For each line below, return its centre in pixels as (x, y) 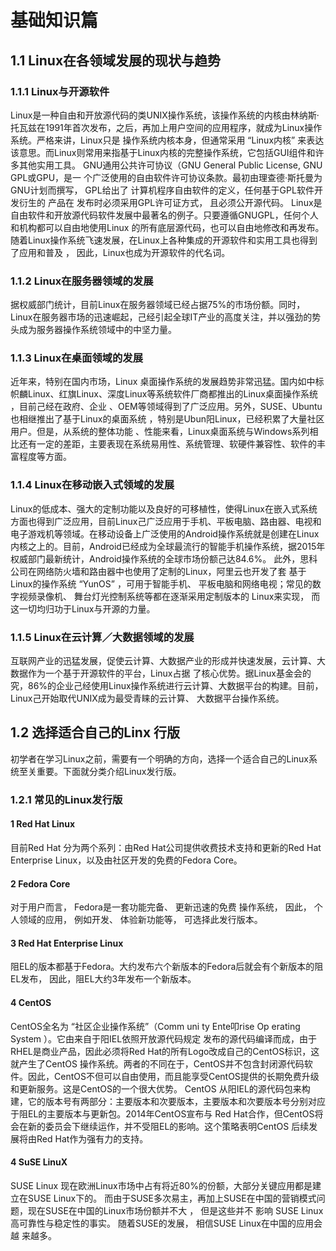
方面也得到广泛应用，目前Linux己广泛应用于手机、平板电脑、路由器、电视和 (166, 521)
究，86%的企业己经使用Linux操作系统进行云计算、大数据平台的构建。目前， (167, 686)
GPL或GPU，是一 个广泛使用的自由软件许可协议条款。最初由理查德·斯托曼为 (166, 177)
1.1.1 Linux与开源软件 (60, 91)
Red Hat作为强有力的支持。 (92, 1138)
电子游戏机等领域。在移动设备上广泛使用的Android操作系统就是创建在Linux (165, 533)
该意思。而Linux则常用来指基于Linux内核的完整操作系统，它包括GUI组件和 (163, 152)
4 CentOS (31, 1002)
